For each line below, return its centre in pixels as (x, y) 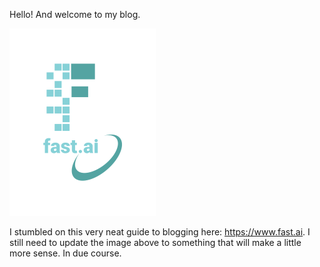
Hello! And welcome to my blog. (75, 14)
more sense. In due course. (65, 253)
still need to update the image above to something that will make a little (155, 242)
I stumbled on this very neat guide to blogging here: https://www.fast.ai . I (160, 232)
